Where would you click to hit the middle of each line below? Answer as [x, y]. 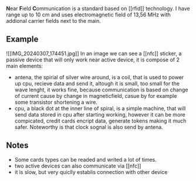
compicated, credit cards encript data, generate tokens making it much [100, 121]
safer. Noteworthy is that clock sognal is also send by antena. [89, 127]
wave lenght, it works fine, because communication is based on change [101, 90]
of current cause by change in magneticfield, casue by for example [96, 95]
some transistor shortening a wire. [56, 102]
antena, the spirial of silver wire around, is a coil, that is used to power [99, 77]
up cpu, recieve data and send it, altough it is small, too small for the [97, 83]
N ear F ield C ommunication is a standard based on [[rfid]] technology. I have [98, 8]
